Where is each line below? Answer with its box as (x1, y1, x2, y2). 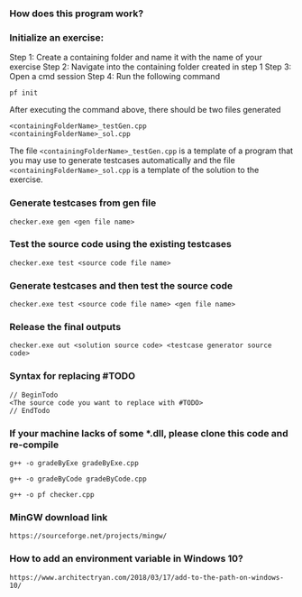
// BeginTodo (9, 390, 59, 400)
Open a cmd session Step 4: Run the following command (9, 71, 221, 82)
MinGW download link (9, 510, 108, 523)
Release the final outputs (9, 321, 122, 334)
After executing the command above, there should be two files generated (9, 105, 281, 115)
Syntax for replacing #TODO (9, 370, 136, 382)
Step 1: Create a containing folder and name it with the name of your (9, 52, 263, 63)
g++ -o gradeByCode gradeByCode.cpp (9, 474, 147, 483)
